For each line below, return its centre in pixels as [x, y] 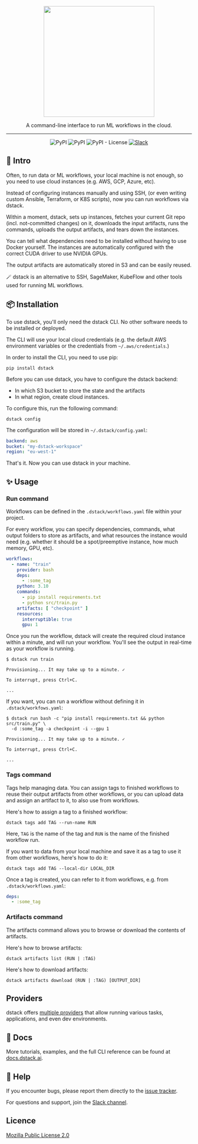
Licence [21, 1121]
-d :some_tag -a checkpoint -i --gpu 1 [60, 729]
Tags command [29, 775]
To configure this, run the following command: [62, 408]
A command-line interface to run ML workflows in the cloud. [99, 125]
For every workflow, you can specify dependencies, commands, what [90, 529]
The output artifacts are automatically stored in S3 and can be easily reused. [99, 265]
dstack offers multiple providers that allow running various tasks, [85, 1013]
